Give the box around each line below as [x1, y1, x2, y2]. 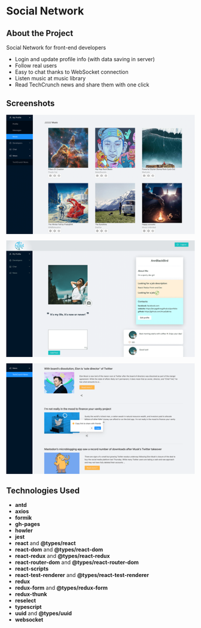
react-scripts [14, 565, 49, 572]
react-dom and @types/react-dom [14, 546, 103, 553]
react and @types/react [14, 540, 76, 547]
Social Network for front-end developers [6, 44, 106, 51]
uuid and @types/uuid [14, 610, 72, 617]
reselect [14, 597, 36, 604]
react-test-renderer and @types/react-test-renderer [14, 572, 150, 579]
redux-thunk [14, 591, 47, 598]
